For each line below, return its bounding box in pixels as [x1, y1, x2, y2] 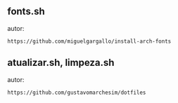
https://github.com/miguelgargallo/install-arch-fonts [7, 38, 172, 45]
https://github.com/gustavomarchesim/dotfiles [7, 89, 146, 96]
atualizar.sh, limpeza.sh [7, 57, 115, 69]
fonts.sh [7, 6, 46, 18]
